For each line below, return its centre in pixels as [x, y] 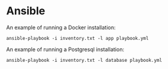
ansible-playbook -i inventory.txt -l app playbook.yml [77, 38]
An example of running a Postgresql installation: [65, 49]
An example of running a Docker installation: [61, 27]
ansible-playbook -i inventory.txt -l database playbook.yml [84, 60]
